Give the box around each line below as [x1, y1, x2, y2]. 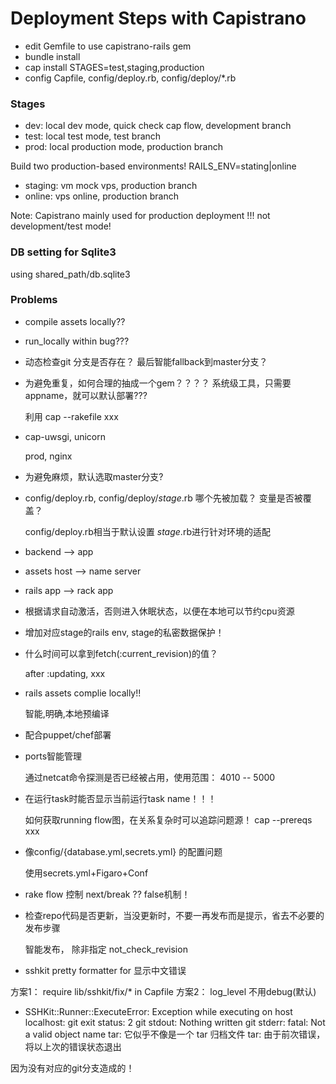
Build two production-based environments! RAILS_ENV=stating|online [10, 160, 297, 172]
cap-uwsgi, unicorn [24, 430, 106, 442]
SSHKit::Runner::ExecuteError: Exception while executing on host [24, 1005, 293, 1017]
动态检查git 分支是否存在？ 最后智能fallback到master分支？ [24, 355, 268, 367]
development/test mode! [10, 220, 112, 232]
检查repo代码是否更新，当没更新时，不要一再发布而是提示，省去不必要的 [24, 909, 325, 921]
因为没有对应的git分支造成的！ [10, 1062, 135, 1074]
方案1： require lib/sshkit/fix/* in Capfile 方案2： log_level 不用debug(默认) [10, 985, 317, 997]
